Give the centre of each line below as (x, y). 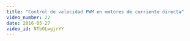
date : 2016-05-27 (28, 23)
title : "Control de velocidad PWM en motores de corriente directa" (95, 12)
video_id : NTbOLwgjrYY (35, 29)
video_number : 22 (28, 17)
